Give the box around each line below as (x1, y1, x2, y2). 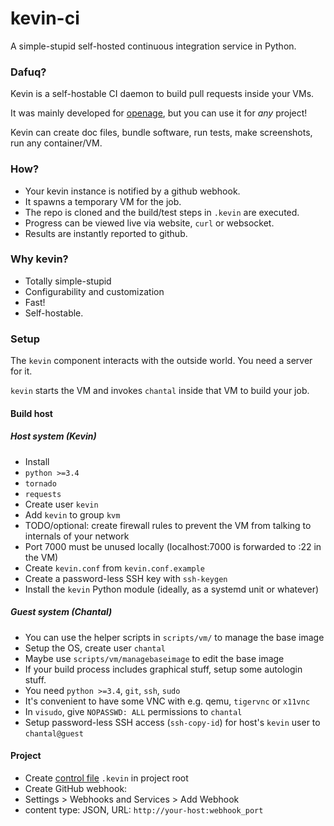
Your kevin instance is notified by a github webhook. (24, 185, 241, 197)
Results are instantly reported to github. (24, 227, 188, 239)
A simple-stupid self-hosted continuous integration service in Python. (10, 40, 297, 52)
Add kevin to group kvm (24, 508, 121, 521)
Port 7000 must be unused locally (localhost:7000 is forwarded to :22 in (24, 540, 322, 552)
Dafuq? (10, 65, 47, 79)
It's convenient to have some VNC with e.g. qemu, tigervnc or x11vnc (24, 695, 311, 707)
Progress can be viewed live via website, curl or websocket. (24, 217, 275, 229)
